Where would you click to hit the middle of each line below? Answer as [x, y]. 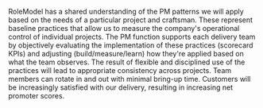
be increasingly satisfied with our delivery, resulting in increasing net [121, 87]
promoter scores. [37, 96]
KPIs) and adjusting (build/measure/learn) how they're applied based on [126, 54]
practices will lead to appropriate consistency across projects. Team [120, 70]
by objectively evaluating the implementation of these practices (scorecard [131, 45]
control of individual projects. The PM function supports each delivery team [132, 37]
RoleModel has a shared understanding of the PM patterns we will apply [126, 12]
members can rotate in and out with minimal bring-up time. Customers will [130, 79]
